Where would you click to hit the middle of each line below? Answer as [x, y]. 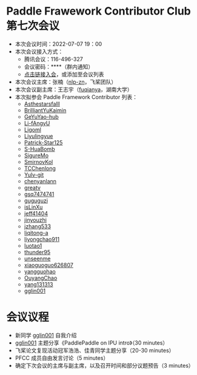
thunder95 [37, 252]
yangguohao [40, 271]
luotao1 [33, 245]
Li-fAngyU [37, 123]
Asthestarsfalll [42, 104]
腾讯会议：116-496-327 [53, 59]
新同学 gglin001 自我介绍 [46, 335]
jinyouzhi [35, 220]
